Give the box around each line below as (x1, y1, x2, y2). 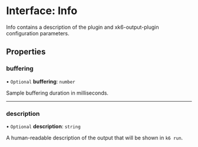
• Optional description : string (6, 122, 81, 130)
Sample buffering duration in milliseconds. (6, 89, 109, 96)
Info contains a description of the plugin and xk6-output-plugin (6, 24, 159, 31)
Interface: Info (6, 4, 78, 18)
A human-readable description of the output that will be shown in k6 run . (6, 134, 183, 141)
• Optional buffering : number (6, 78, 75, 85)
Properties (6, 47, 46, 57)
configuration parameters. (6, 29, 70, 36)
